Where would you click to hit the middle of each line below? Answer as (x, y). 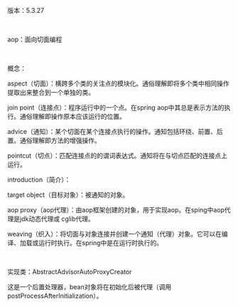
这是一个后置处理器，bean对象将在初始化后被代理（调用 (90, 287)
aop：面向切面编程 (35, 39)
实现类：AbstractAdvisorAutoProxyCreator (70, 272)
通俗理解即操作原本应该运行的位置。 (72, 116)
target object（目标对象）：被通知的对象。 (68, 195)
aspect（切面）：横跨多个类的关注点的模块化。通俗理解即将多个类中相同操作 (118, 83)
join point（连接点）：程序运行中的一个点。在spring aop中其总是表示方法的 (116, 108)
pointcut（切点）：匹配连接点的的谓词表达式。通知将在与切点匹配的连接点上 (117, 156)
